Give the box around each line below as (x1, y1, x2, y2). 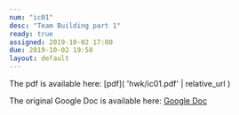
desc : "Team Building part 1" (9, 21, 122, 30)
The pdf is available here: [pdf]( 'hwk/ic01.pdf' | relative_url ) (9, 79, 231, 88)
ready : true (9, 29, 53, 38)
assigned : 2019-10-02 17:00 (9, 37, 114, 47)
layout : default (9, 54, 69, 63)
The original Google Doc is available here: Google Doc (9, 96, 207, 106)
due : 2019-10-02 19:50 (9, 46, 93, 55)
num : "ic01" (9, 12, 53, 22)
